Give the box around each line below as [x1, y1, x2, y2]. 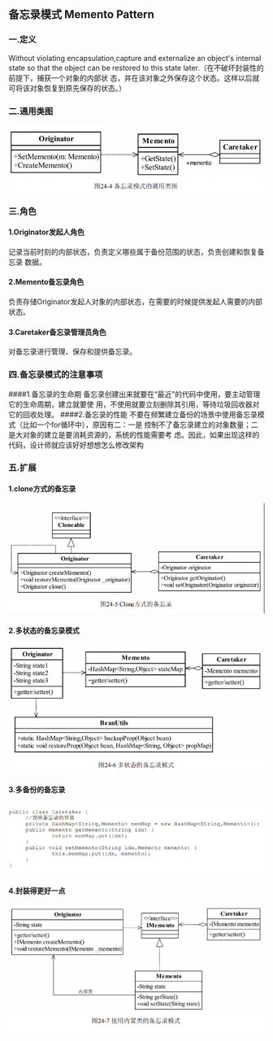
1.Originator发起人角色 [8, 227, 85, 237]
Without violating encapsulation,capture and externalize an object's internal [8, 53, 262, 63]
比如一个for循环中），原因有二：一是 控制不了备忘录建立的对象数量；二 [22, 420, 258, 429]
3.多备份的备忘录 [8, 784, 66, 795]
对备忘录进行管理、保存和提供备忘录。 [8, 346, 136, 356]
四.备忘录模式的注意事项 [8, 369, 103, 381]
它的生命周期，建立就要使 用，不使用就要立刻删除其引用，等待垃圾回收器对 [8, 399, 260, 409]
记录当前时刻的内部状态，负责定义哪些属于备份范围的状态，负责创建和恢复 [8, 246, 258, 256]
